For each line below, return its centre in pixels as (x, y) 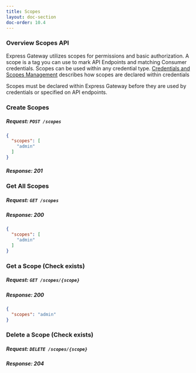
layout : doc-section (31, 17)
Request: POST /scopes (34, 122)
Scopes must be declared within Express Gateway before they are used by (96, 86)
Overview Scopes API (38, 43)
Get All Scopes (28, 186)
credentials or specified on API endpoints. (57, 92)
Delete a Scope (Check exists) (50, 335)
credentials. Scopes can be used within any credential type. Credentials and (98, 68)
